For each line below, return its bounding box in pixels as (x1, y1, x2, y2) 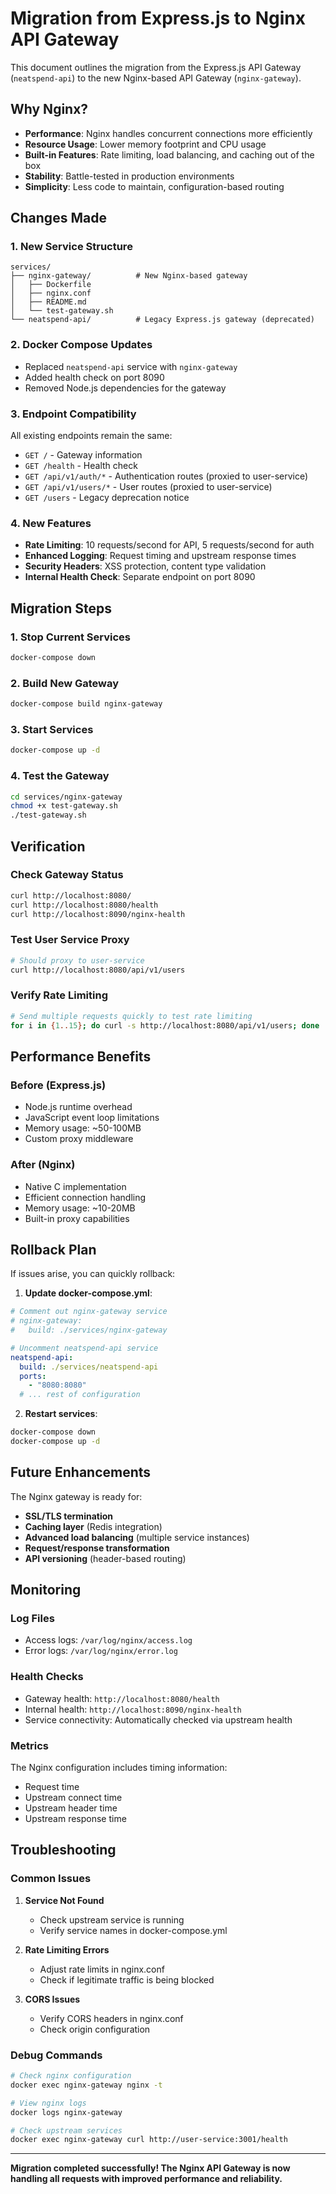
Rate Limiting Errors (24, 1943, 110, 1956)
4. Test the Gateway (10, 769, 110, 783)
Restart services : (24, 1408, 98, 1420)
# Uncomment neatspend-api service (10, 1343, 159, 1353)
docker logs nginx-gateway (10, 2107, 123, 2117)
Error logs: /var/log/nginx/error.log (24, 1645, 178, 1657)
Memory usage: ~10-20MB (24, 1202, 136, 1214)
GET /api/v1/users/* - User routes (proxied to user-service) (24, 481, 273, 493)
